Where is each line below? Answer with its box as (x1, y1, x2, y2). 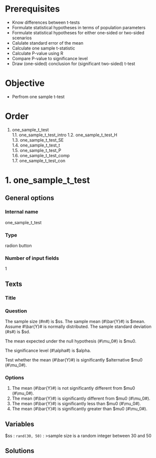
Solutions (5, 447, 35, 455)
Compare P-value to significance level (12, 55, 88, 61)
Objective (5, 78, 45, 89)
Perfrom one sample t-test (12, 94, 65, 99)
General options (5, 194, 55, 202)
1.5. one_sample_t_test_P (12, 147, 61, 153)
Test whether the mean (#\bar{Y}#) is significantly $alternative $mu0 (5, 357, 143, 362)
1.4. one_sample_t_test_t (12, 142, 60, 148)
